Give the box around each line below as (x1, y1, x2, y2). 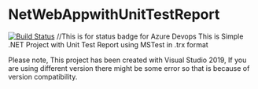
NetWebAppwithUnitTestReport (8, 6, 220, 24)
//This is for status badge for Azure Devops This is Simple (56, 32, 244, 41)
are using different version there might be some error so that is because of (8, 63, 250, 72)
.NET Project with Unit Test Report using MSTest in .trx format (8, 39, 208, 49)
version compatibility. (8, 72, 78, 81)
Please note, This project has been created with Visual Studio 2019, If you (8, 55, 247, 65)
